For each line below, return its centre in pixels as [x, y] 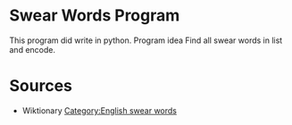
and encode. [33, 49]
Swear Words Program [95, 16]
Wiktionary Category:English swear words [99, 110]
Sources [41, 86]
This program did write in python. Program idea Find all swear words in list [146, 40]
